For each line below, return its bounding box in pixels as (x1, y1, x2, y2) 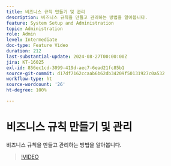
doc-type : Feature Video (6, 43, 68, 49)
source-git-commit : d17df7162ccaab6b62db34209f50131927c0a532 (6, 70, 165, 76)
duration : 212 (6, 48, 42, 54)
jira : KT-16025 (6, 59, 44, 65)
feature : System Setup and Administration (6, 20, 114, 26)
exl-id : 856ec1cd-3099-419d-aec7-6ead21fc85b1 (6, 64, 125, 71)
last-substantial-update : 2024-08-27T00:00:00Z (6, 54, 128, 60)
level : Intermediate (6, 37, 58, 43)
